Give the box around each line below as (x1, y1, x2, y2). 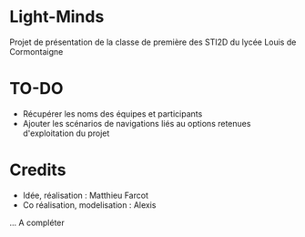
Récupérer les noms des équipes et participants (22, 108, 203, 119)
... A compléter (9, 217, 66, 228)
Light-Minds (9, 6, 105, 27)
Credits (9, 160, 66, 180)
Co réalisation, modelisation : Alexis (22, 199, 157, 211)
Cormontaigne (9, 46, 64, 57)
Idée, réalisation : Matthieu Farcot (22, 190, 148, 201)
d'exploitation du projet (22, 128, 110, 139)
